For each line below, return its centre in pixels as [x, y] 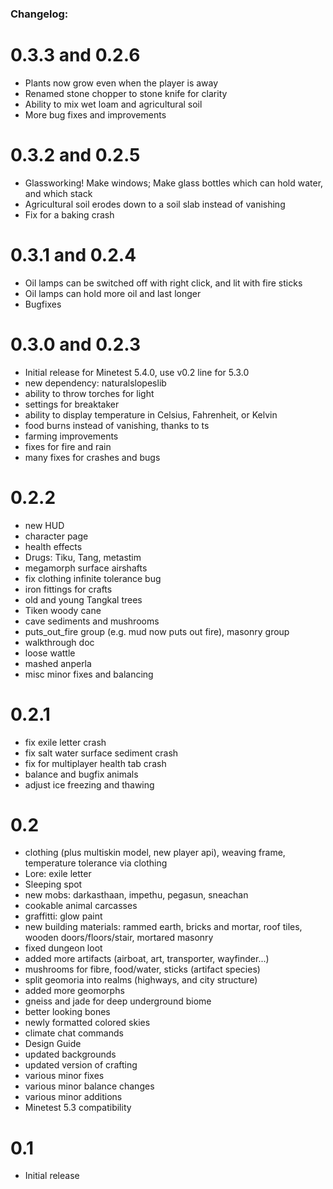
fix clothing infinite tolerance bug [93, 578]
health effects [53, 546]
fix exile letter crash [65, 742]
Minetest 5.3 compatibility [78, 1108]
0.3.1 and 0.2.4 [73, 254]
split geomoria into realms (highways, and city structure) [141, 980]
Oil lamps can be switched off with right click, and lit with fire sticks [163, 283]
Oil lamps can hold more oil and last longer [113, 293]
